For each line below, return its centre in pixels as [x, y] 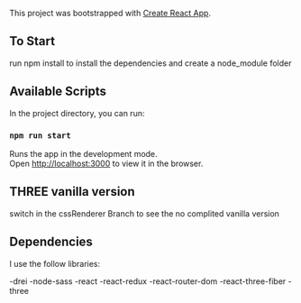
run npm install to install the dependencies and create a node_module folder [150, 63]
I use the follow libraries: [55, 263]
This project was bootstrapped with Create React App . [110, 13]
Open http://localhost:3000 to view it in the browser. [106, 163]
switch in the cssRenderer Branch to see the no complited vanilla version [144, 213]
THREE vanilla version [72, 192]
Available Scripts [58, 92]
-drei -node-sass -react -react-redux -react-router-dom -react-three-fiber [148, 281]
